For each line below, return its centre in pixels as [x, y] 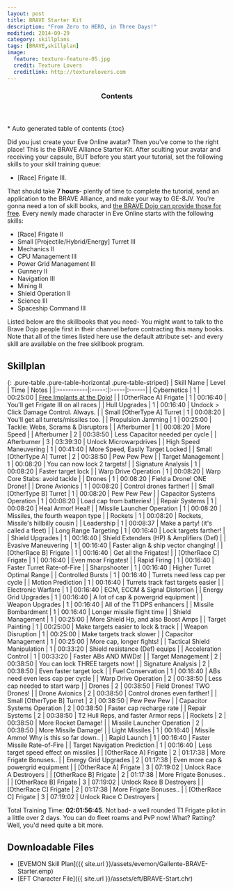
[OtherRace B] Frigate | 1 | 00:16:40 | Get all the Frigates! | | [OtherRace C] [113, 553]
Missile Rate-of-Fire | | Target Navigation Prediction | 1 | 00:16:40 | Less [110, 745]
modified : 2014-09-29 [39, 33]
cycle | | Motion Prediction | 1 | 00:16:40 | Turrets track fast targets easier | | [116, 583]
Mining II [30, 286]
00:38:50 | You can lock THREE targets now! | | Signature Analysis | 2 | [109, 664]
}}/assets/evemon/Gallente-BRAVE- [157, 864]
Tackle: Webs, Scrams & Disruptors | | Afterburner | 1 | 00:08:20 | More [109, 427]
